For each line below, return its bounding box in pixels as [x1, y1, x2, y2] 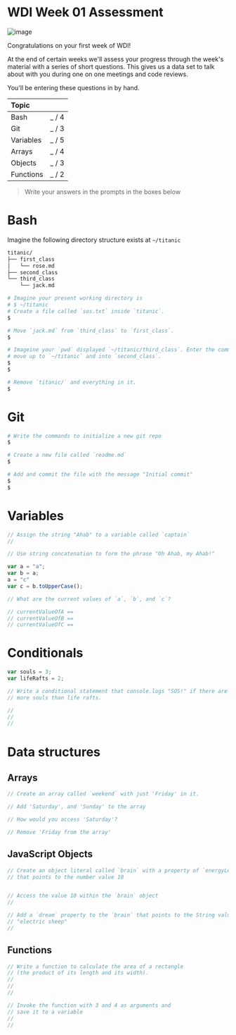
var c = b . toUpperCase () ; [7, 582, 83, 589]
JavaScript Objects [7, 848, 93, 860]
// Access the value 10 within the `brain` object [7, 893, 159, 900]
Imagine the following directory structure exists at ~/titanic [7, 235, 181, 244]
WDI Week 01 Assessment [7, 4, 164, 20]
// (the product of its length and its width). [7, 969, 150, 976]
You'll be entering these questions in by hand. [7, 83, 140, 92]
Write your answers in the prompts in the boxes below [24, 188, 181, 196]
